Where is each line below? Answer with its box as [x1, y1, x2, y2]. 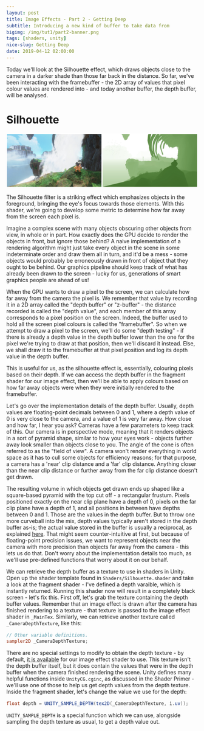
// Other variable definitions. [6, 632, 88, 638]
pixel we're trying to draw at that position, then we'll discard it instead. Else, [6, 339, 195, 347]
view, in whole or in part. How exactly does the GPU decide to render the [6, 231, 188, 238]
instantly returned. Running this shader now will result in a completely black [6, 587, 195, 594]
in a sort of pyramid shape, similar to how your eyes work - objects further [6, 434, 192, 442]
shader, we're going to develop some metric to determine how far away [6, 206, 185, 213]
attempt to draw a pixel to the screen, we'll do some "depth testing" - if [6, 327, 184, 334]
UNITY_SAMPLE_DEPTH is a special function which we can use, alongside [6, 712, 181, 719]
